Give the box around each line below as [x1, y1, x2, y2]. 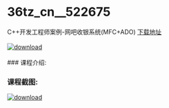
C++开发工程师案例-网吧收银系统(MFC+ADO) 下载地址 [7, 28, 162, 36]
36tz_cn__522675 [7, 4, 111, 20]
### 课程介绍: [7, 58, 47, 66]
